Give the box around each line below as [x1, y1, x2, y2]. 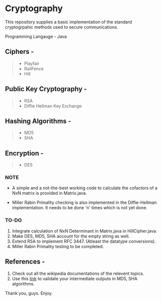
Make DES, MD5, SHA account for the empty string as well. [12, 233, 130, 239]
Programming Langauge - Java [5, 33, 67, 39]
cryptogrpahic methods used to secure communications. [5, 24, 118, 30]
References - [5, 258, 45, 266]
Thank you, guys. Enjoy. [5, 290, 53, 296]
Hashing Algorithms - [5, 117, 72, 125]
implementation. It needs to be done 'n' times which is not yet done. [12, 205, 147, 211]
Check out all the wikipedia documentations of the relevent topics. [12, 270, 144, 276]
